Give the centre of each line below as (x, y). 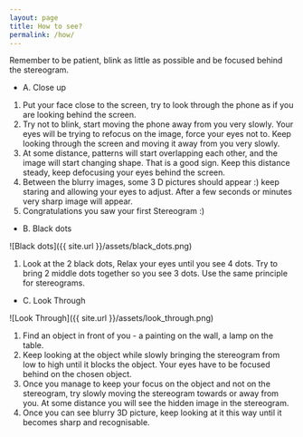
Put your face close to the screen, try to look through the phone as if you (158, 105)
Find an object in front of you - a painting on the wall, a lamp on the (148, 335)
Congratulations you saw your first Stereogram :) (114, 211)
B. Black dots (47, 228)
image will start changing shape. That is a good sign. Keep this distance (156, 163)
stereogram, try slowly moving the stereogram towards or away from (150, 393)
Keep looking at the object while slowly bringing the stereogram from (151, 355)
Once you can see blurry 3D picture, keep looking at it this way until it (152, 413)
